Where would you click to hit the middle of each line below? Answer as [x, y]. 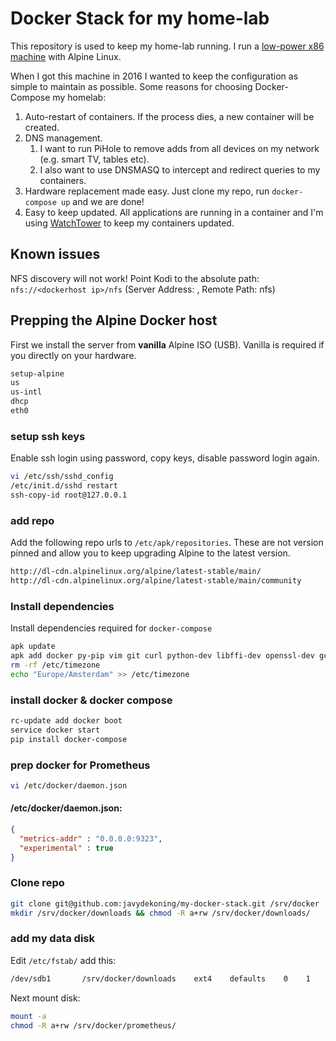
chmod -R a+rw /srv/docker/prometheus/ [93, 1025]
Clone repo [37, 883]
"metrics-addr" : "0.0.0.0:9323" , [91, 838]
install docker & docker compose [91, 700]
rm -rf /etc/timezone [55, 665]
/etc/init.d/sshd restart [64, 486]
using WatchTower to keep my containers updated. [129, 223]
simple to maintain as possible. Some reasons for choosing [131, 86]
